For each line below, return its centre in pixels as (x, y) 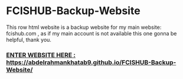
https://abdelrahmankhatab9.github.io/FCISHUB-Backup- (91, 62)
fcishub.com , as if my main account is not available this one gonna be (91, 33)
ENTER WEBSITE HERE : (41, 55)
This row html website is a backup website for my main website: (84, 27)
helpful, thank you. (29, 39)
